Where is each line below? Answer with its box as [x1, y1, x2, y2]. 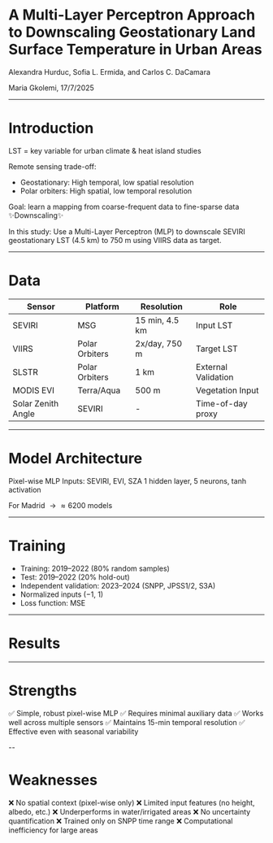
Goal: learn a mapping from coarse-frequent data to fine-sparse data [8, 202, 240, 211]
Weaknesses [8, 771, 97, 789]
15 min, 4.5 [135, 315, 180, 326]
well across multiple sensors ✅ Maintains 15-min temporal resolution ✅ [8, 717, 245, 727]
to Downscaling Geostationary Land [8, 23, 256, 41]
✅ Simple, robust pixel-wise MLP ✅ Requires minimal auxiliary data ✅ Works [8, 708, 264, 718]
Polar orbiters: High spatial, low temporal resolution [19, 185, 193, 196]
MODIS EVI [12, 385, 55, 396]
